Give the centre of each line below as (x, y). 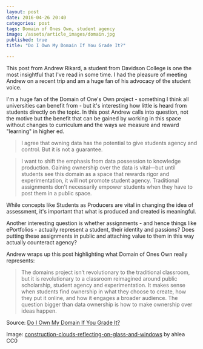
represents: (21, 260)
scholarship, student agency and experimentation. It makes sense (103, 285)
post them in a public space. (56, 193)
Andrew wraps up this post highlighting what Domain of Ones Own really (97, 254)
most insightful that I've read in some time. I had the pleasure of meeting (97, 74)
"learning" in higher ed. (35, 131)
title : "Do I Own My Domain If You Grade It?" (66, 46)
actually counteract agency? (42, 242)
